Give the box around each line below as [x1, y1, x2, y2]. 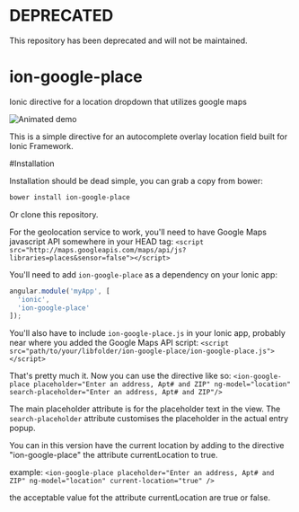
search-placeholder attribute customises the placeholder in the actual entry [9, 413, 289, 424]
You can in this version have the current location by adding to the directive [9, 440, 285, 451]
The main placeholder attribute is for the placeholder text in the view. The [9, 403, 281, 414]
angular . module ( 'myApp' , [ [9, 287, 110, 296]
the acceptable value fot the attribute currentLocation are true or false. [9, 492, 271, 503]
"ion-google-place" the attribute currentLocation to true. [9, 450, 218, 461]
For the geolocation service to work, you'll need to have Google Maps [9, 226, 268, 237]
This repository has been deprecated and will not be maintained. [9, 35, 249, 46]
